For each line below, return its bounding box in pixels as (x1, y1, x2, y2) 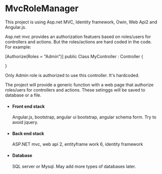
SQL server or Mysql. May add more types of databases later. (12, 163, 136, 169)
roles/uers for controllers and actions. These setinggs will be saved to (5, 87, 145, 93)
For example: (5, 44, 32, 50)
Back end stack (12, 130, 44, 136)
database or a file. (5, 92, 41, 98)
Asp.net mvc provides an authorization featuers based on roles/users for (5, 34, 151, 39)
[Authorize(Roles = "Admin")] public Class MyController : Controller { (5, 53, 143, 59)
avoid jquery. (12, 119, 39, 125)
